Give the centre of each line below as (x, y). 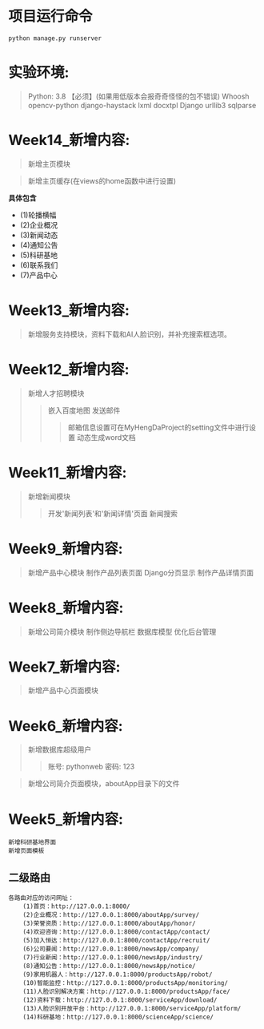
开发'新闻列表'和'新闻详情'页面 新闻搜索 (113, 513)
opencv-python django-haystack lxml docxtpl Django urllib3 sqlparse (142, 105)
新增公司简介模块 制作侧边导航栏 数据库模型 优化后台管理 (122, 632)
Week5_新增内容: (66, 819)
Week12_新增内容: (69, 369)
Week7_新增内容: (64, 667)
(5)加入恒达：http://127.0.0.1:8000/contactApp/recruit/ (116, 941)
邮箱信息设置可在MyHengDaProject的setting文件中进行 (158, 427)
